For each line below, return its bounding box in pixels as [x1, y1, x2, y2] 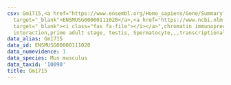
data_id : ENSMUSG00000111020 [7, 42, 91, 49]
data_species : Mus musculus [7, 55, 88, 62]
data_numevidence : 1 [7, 49, 67, 56]
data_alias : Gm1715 [7, 36, 63, 42]
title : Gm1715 [7, 67, 48, 74]
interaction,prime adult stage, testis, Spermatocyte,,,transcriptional [13, 29, 226, 36]
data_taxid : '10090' [7, 61, 67, 68]
